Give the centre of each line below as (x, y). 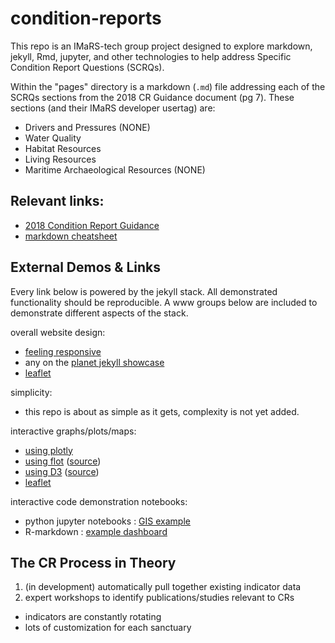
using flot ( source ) (63, 461)
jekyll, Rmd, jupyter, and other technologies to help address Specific (151, 56)
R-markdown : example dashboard (96, 531)
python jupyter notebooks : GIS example (107, 521)
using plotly (48, 450)
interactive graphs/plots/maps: (73, 431)
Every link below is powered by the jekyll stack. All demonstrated (144, 291)
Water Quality (53, 138)
